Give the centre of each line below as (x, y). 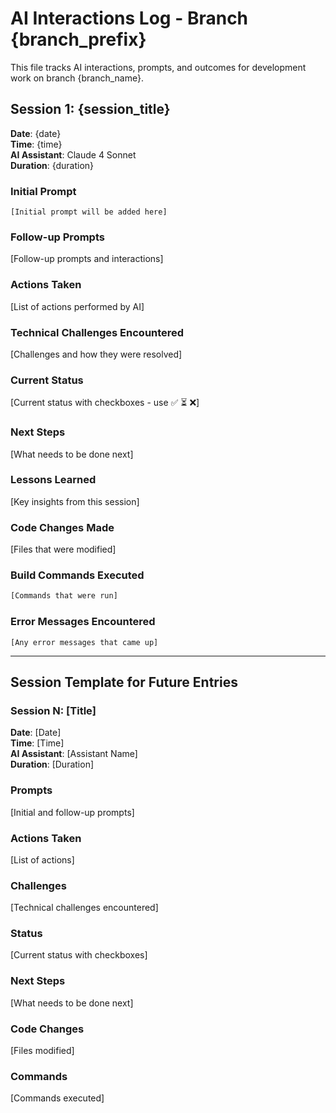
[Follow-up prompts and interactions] (87, 259)
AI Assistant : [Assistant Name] (74, 754)
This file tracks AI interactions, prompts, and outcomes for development (158, 67)
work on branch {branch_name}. (77, 78)
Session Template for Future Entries (124, 682)
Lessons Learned (53, 480)
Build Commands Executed (77, 575)
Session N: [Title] (53, 710)
